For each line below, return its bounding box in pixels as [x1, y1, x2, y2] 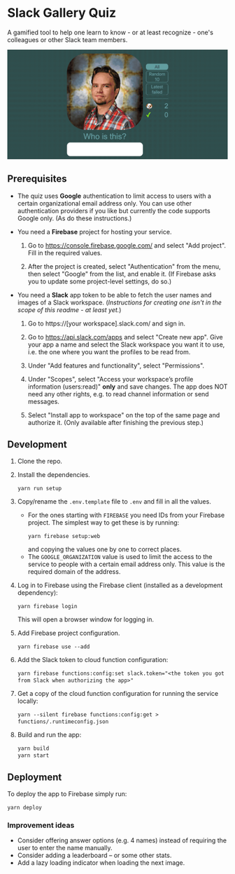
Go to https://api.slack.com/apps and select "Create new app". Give [27, 332, 224, 341]
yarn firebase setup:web [27, 533, 101, 540]
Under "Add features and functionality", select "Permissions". [27, 361, 205, 370]
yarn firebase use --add [17, 643, 90, 650]
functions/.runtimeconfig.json [17, 718, 109, 725]
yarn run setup [17, 485, 62, 492]
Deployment [7, 771, 62, 783]
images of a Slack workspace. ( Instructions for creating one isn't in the [17, 298, 222, 307]
